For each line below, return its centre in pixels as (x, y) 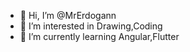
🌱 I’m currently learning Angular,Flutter (99, 36)
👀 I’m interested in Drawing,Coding (91, 26)
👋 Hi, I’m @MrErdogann (68, 15)
